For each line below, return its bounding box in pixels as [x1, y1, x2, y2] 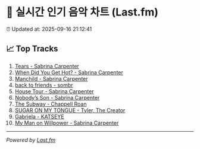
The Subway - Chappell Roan [14, 100, 87, 107]
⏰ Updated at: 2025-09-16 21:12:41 [6, 25, 92, 33]
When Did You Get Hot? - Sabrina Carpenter [14, 69, 124, 76]
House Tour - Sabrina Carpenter [14, 87, 94, 95]
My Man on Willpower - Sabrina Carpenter [14, 119, 119, 126]
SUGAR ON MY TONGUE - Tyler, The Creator [14, 106, 126, 113]
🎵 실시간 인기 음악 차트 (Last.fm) [6, 5, 159, 19]
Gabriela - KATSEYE [14, 113, 64, 120]
